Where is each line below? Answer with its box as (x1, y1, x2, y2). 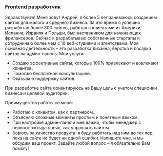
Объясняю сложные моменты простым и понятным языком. (12, 115, 139, 120)
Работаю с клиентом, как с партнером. (12, 109, 94, 115)
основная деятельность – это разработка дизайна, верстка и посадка (5, 45, 151, 52)
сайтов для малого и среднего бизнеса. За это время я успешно (5, 19, 141, 25)
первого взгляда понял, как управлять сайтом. (12, 125, 111, 131)
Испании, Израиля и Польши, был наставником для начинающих (5, 30, 141, 36)
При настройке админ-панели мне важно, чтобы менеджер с (12, 119, 142, 125)
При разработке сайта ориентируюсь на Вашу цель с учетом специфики (5, 85, 157, 91)
